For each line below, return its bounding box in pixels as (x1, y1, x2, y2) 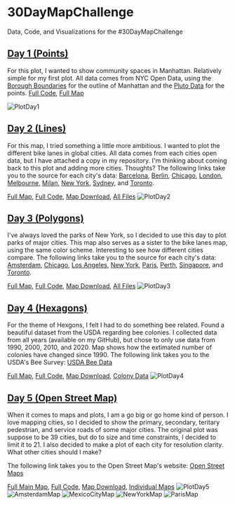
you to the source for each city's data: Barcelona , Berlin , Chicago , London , (7, 171, 223, 180)
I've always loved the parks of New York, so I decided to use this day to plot (7, 231, 227, 239)
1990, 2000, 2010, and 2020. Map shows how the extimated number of (7, 343, 213, 351)
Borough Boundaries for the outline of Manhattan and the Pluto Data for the (7, 81, 225, 90)
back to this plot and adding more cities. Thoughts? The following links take (7, 163, 226, 172)
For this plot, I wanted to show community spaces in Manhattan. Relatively (7, 66, 222, 74)
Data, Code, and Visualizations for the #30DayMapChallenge (7, 27, 184, 36)
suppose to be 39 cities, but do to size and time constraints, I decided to (7, 433, 216, 441)
